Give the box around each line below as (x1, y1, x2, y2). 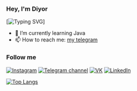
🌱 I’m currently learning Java (14, 30, 86, 37)
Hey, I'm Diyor (6, 5, 48, 13)
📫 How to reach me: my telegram (14, 36, 98, 43)
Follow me (6, 53, 37, 61)
